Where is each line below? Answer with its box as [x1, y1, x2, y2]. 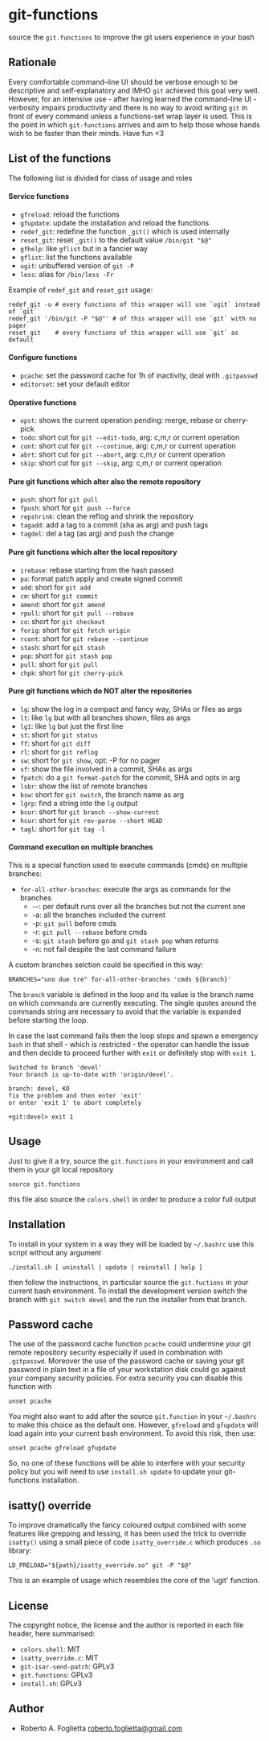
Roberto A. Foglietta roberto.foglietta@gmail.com [19, 1723, 183, 1733]
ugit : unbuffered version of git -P [19, 260, 134, 271]
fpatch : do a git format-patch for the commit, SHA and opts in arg [19, 772, 241, 782]
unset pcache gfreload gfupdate [8, 1444, 116, 1453]
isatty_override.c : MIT [19, 1653, 99, 1663]
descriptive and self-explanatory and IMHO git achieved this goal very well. [8, 85, 259, 95]
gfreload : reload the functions [19, 209, 120, 219]
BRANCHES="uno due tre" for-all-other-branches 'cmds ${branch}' [8, 975, 231, 983]
